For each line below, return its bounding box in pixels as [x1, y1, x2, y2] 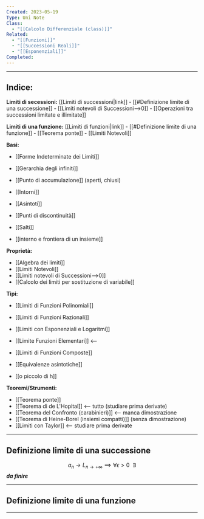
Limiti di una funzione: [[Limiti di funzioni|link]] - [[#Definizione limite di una [6, 123, 197, 131]
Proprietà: [6, 247, 32, 255]
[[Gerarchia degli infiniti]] [15, 165, 78, 172]
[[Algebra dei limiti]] [15, 259, 66, 266]
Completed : [6, 54, 34, 60]
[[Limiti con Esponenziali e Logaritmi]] [15, 326, 110, 333]
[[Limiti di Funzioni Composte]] [15, 349, 93, 356]
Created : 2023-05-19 [6, 9, 59, 15]
